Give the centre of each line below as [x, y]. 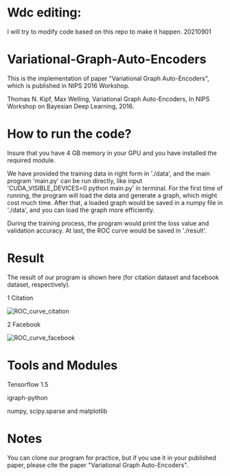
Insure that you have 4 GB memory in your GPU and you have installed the [112, 153]
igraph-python [27, 397]
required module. [32, 160]
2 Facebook [24, 324]
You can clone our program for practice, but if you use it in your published [112, 457]
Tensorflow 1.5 [28, 384]
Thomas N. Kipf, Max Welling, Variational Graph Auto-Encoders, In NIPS [108, 99]
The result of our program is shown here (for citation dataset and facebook [113, 277]
